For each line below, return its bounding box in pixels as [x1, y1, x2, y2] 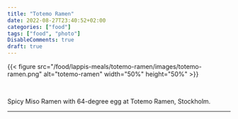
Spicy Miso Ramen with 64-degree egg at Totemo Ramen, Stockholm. [7, 97, 211, 106]
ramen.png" [7, 70, 42, 78]
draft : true [7, 43, 42, 50]
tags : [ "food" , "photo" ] [7, 30, 81, 37]
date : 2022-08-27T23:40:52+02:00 [7, 17, 106, 24]
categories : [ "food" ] [7, 23, 72, 30]
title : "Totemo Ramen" [7, 10, 74, 18]
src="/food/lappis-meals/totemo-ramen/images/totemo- [37, 63, 202, 70]
